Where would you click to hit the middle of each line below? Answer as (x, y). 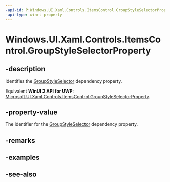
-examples (23, 157)
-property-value (31, 112)
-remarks (20, 140)
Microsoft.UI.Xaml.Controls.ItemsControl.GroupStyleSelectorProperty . (78, 96)
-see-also (21, 175)
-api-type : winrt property (34, 15)
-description (25, 69)
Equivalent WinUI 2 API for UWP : (40, 91)
